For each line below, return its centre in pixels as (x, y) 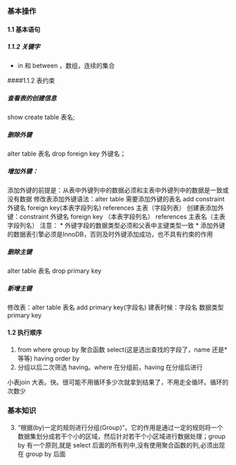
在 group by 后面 (41, 454)
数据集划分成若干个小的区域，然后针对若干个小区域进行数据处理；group (122, 436)
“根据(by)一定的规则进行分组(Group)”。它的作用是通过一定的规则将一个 (120, 427)
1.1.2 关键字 (24, 46)
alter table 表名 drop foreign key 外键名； (67, 154)
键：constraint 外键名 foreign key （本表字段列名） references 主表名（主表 (117, 217)
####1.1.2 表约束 (31, 81)
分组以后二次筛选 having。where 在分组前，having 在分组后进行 (110, 367)
